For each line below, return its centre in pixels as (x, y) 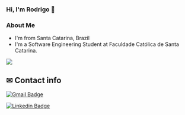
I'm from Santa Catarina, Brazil (52, 38)
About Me (21, 25)
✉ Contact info (34, 80)
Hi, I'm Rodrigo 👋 (31, 9)
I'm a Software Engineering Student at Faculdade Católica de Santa (97, 44)
